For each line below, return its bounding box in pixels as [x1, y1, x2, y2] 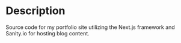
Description [5, 4, 66, 18]
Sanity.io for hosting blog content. [5, 29, 90, 37]
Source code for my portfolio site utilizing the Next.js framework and [5, 24, 175, 31]
